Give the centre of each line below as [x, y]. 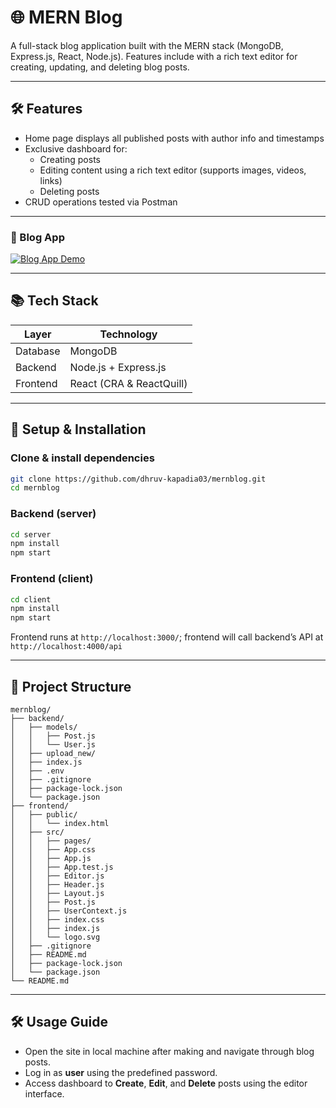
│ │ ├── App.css [53, 849]
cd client [31, 599]
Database [38, 351]
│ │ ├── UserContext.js [69, 911]
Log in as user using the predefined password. [121, 1072]
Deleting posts [69, 191]
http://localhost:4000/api [66, 647]
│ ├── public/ [44, 814]
